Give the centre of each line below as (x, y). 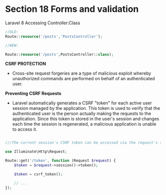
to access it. (25, 129)
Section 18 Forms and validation (72, 9)
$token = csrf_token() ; (39, 174)
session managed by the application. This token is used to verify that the (86, 108)
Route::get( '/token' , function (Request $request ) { (61, 161)
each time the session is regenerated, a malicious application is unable (84, 124)
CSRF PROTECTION (25, 64)
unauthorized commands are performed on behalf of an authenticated (83, 79)
